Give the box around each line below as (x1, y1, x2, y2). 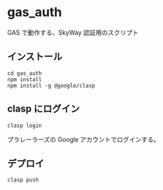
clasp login (7, 122, 42, 129)
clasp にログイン (7, 103, 80, 115)
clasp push (7, 177, 39, 184)
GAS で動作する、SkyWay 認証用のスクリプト (7, 28, 139, 36)
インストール (7, 50, 63, 63)
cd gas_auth (7, 69, 42, 77)
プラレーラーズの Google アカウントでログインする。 (7, 135, 160, 144)
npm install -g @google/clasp (7, 82, 96, 89)
